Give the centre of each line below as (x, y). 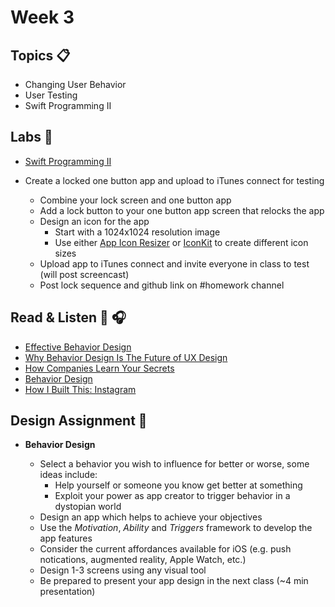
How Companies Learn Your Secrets (99, 368)
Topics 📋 (40, 55)
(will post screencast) (84, 274)
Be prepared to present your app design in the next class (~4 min (174, 581)
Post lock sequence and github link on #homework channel (162, 285)
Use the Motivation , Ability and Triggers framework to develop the (176, 528)
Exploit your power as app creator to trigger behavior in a (172, 496)
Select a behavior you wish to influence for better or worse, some (174, 464)
